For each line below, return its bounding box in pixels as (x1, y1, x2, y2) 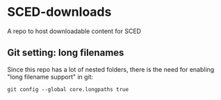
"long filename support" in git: (7, 72, 94, 81)
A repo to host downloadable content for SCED (7, 27, 141, 35)
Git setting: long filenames (7, 47, 124, 59)
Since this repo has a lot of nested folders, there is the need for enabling (7, 65, 215, 73)
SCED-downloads (7, 4, 112, 20)
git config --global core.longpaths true (7, 86, 129, 93)
